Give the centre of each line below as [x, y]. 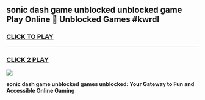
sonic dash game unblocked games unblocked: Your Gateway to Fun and [100, 84]
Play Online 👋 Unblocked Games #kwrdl [83, 20]
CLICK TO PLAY [30, 37]
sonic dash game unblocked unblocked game [94, 10]
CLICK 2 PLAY [27, 59]
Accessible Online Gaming [41, 90]
